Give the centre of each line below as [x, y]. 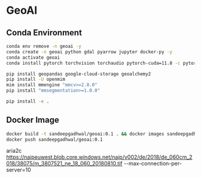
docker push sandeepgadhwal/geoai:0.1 [54, 139]
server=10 [19, 170]
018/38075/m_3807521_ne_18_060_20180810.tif [64, 164]
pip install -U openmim [36, 79]
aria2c [14, 151]
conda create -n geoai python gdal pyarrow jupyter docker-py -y [89, 52]
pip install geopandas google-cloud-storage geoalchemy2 [79, 74]
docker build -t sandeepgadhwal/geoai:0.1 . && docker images [85, 134]
